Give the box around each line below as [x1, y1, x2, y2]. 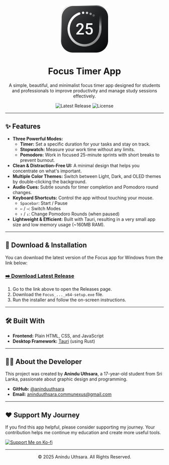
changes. [12, 189, 32, 195]
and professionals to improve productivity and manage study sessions [12, 87, 157, 94]
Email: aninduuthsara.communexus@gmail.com [12, 391, 112, 397]
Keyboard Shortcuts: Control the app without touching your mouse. [12, 195, 154, 201]
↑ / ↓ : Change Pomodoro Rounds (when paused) [20, 211, 120, 217]
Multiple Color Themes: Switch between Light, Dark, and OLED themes [12, 173, 161, 179]
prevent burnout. [20, 157, 55, 163]
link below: [5, 260, 28, 266]
